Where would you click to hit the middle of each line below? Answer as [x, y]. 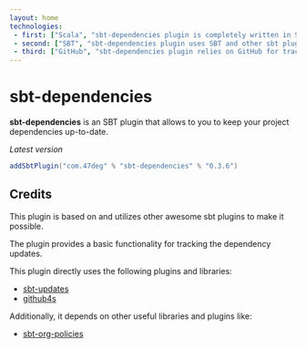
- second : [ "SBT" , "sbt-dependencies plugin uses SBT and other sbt [146, 43]
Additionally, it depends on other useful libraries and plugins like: [131, 316]
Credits [31, 194]
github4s [39, 298]
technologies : [36, 26]
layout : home [34, 18]
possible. [26, 226]
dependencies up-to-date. [59, 132]
